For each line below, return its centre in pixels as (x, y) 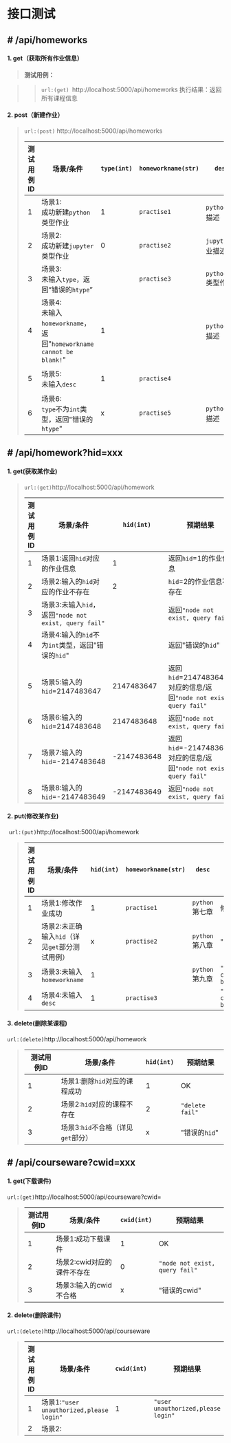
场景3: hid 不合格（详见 (97, 1127)
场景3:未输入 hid (67, 605)
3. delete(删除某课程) (37, 1023)
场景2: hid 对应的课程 (93, 1104)
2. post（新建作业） (35, 115)
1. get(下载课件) (29, 1181)
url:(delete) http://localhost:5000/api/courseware (79, 1331)
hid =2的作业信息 (195, 581)
